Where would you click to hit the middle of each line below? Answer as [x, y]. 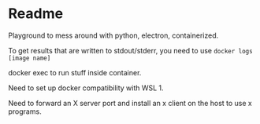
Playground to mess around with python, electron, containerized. [113, 35]
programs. [25, 111]
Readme [36, 14]
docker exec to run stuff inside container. [75, 72]
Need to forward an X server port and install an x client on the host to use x [130, 103]
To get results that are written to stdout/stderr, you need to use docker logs [131, 50]
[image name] [30, 58]
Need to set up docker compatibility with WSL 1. [86, 88]
